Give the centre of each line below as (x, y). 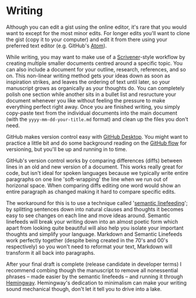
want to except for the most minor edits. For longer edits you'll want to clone (98, 33)
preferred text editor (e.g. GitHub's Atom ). (56, 46)
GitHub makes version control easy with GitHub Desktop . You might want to (97, 136)
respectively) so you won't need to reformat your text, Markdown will (89, 246)
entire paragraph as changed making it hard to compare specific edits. (91, 191)
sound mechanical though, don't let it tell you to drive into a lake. (84, 289)
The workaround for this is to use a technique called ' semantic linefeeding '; (97, 203)
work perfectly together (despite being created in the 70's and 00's (87, 240)
